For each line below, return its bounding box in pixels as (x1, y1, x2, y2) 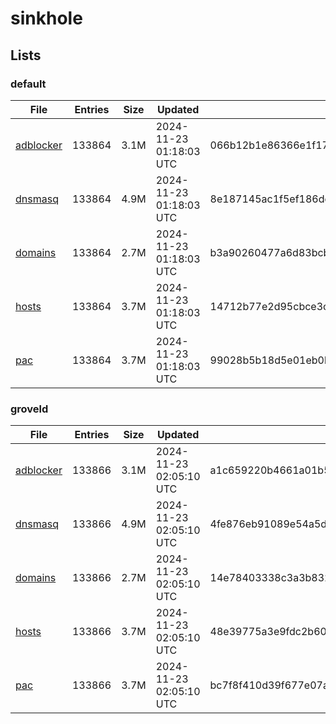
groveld (10, 402, 49, 416)
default (10, 77, 47, 91)
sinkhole (10, 7, 83, 30)
